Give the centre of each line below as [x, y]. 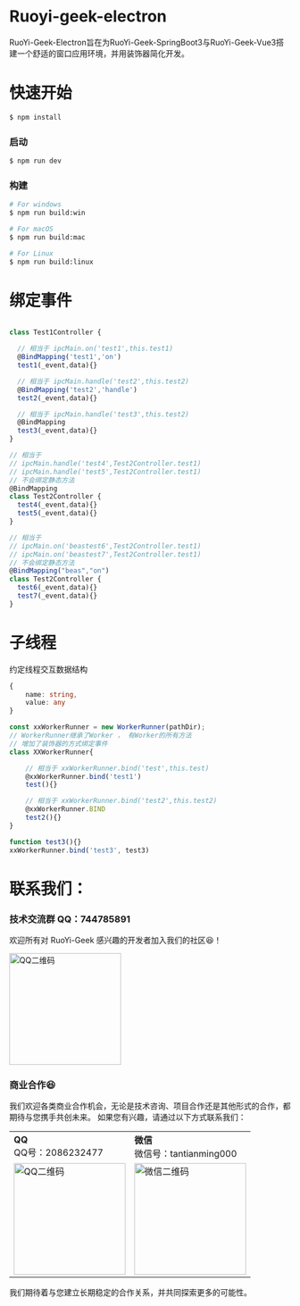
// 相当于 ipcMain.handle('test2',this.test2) [104, 381]
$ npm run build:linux [51, 262]
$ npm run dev [36, 161]
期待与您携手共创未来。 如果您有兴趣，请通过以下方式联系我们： [128, 1118]
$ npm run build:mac [48, 237]
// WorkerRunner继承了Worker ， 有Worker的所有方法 [100, 736]
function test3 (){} [46, 841]
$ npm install [36, 117]
